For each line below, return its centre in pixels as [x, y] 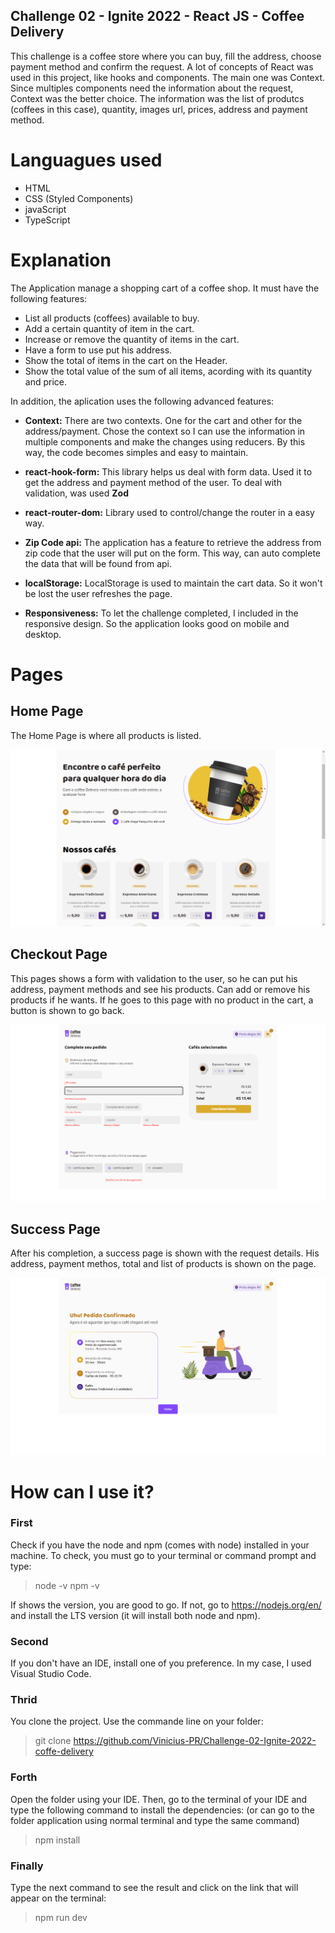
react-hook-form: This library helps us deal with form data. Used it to [168, 471]
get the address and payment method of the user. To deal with [153, 482]
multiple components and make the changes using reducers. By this [165, 441]
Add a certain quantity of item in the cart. [109, 328]
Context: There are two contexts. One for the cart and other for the [163, 420]
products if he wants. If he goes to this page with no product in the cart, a [162, 1000]
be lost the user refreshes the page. [98, 593]
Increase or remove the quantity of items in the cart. [132, 339]
